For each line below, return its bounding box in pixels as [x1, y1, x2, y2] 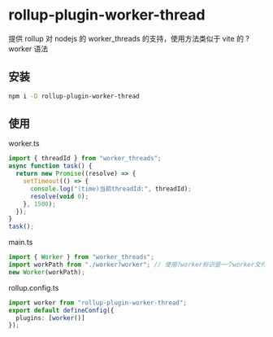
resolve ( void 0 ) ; [29, 192, 89, 200]
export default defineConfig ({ [8, 306, 115, 314]
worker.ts [8, 138, 40, 148]
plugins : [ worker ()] [15, 313, 85, 322]
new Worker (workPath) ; [8, 268, 85, 276]
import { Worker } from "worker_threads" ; [8, 253, 154, 261]
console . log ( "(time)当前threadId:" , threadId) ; [29, 185, 193, 193]
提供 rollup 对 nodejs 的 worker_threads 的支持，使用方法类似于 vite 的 [8, 33, 244, 43]
